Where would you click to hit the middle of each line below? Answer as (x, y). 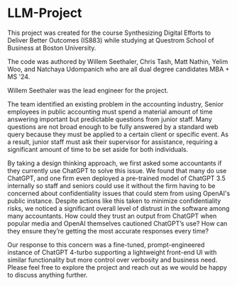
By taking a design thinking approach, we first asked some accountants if (115, 163)
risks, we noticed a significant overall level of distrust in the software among (118, 208)
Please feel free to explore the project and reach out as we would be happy (117, 267)
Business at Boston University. (52, 48)
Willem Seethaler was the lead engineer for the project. (88, 90)
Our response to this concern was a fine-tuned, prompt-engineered (106, 244)
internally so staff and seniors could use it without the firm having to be (111, 185)
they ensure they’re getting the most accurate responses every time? (108, 231)
